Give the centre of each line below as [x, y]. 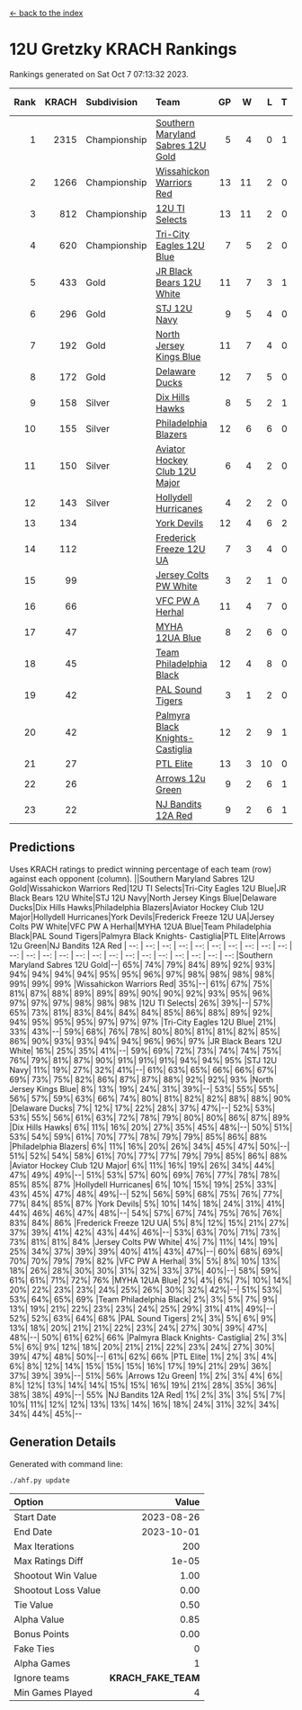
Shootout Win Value [55, 1575]
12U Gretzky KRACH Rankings [123, 49]
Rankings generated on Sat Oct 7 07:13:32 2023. [99, 74]
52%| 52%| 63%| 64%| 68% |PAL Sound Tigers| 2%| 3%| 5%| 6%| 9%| [143, 1318]
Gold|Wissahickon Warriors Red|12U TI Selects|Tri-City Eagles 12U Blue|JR [148, 888]
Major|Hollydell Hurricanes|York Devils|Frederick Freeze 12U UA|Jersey [142, 917]
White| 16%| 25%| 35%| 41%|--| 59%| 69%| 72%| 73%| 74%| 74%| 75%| [146, 1051]
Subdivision [111, 102]
